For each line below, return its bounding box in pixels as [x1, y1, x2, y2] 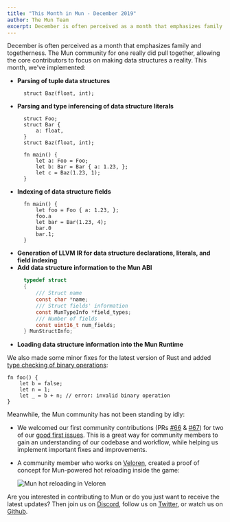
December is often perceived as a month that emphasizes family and [7, 42, 202, 50]
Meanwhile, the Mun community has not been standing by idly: [7, 410, 185, 419]
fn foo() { [7, 374, 38, 381]
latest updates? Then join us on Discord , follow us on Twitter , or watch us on [7, 500, 223, 508]
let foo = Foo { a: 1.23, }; [35, 207, 119, 214]
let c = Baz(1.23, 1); [35, 170, 101, 177]
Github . [7, 508, 28, 516]
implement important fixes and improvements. [16, 446, 148, 454]
